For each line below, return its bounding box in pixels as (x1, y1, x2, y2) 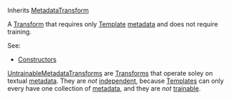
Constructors (17, 55, 57, 64)
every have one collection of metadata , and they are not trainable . (7, 84, 201, 92)
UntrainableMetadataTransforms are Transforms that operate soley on (7, 69, 213, 77)
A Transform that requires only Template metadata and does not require (7, 20, 219, 28)
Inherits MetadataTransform (7, 6, 89, 14)
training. (7, 28, 32, 36)
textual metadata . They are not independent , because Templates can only (7, 76, 225, 85)
